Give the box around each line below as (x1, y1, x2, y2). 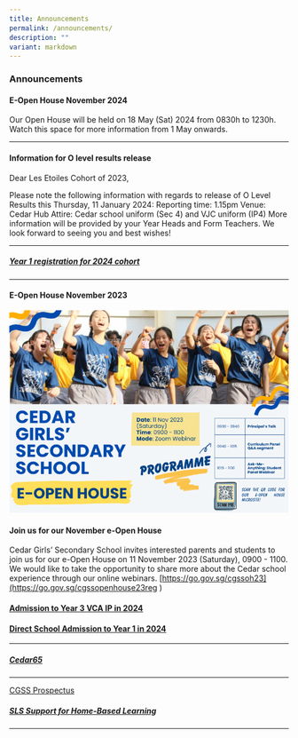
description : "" (9, 33, 69, 42)
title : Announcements (9, 14, 90, 23)
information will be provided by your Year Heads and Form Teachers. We (9, 218, 275, 228)
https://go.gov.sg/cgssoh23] (161, 573, 267, 583)
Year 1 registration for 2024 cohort (9, 256, 140, 266)
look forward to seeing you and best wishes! (9, 227, 171, 238)
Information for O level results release (9, 152, 152, 163)
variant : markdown (9, 43, 77, 52)
